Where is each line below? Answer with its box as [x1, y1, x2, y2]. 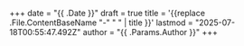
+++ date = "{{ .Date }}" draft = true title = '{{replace [9, 8, 206, 18]
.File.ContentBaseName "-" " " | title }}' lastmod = [9, 17, 194, 28]
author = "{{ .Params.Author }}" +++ [82, 27, 219, 37]
